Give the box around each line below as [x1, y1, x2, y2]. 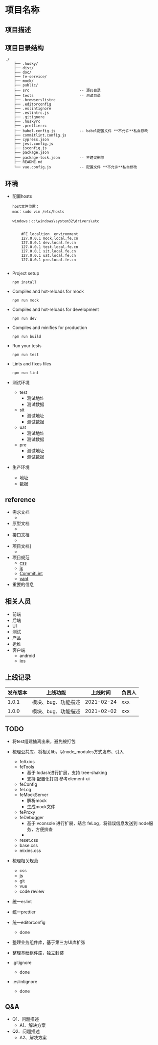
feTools [19, 764, 34, 770]
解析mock [26, 797, 47, 803]
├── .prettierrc [14, 123, 47, 128]
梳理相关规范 [12, 858, 38, 864]
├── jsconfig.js [14, 146, 47, 151]
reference [5, 495, 36, 504]
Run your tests [12, 343, 42, 349]
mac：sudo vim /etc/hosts [12, 209, 65, 214]
